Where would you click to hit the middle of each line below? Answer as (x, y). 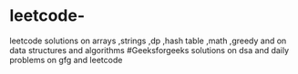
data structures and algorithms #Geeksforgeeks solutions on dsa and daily (149, 50)
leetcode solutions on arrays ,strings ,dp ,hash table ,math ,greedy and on (148, 41)
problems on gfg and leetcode (66, 60)
